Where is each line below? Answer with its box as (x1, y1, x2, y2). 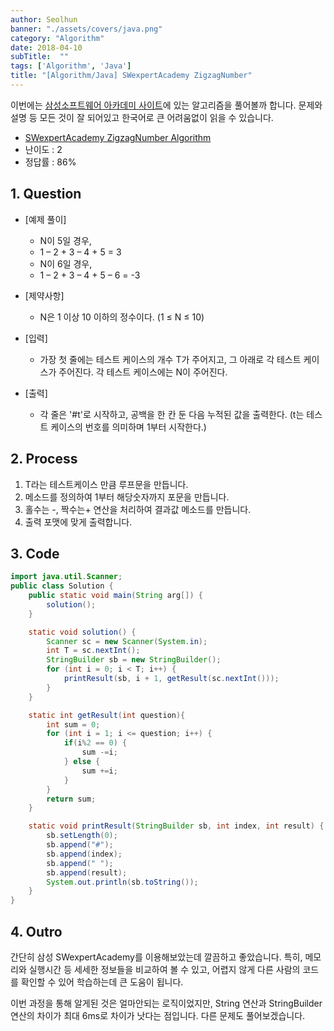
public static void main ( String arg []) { (28, 591, 203, 601)
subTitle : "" (10, 52, 70, 62)
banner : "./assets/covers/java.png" (10, 24, 163, 34)
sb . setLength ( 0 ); (46, 831, 118, 841)
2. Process (10, 451, 78, 468)
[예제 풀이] (24, 213, 67, 225)
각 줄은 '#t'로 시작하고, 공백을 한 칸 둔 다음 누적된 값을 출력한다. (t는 (39, 408, 305, 420)
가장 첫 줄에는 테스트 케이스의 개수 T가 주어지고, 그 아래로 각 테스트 (39, 353, 302, 365)
